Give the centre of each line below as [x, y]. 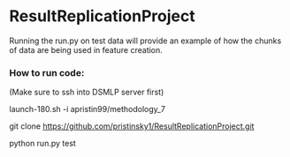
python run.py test [43, 144]
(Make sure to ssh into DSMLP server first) [87, 92]
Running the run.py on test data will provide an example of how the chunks [145, 41]
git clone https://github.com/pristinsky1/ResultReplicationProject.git [132, 126]
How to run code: [47, 72]
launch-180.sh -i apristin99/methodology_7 [88, 109]
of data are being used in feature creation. [86, 49]
